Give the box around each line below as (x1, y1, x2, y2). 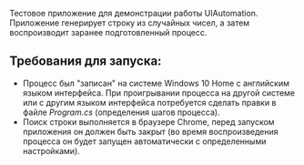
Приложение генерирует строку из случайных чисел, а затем (9, 17, 250, 28)
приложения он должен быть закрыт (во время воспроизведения (22, 126, 279, 137)
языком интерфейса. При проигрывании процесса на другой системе (22, 87, 296, 98)
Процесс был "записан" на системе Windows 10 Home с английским (22, 77, 289, 88)
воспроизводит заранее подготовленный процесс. (9, 27, 208, 37)
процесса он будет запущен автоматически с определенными (22, 136, 267, 147)
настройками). (22, 145, 80, 156)
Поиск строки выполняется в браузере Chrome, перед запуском (22, 116, 275, 127)
